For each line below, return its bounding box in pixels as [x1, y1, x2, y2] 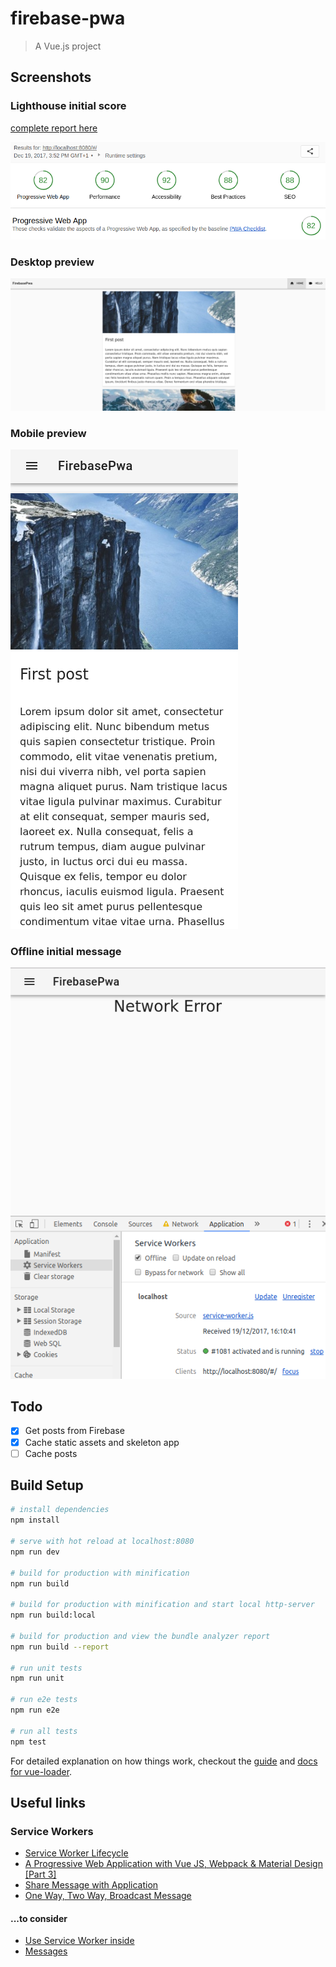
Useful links [10, 1794, 87, 1811]
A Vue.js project [34, 40, 102, 52]
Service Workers [10, 1824, 94, 1838]
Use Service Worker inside [24, 1935, 135, 1947]
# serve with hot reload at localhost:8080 [10, 1537, 195, 1547]
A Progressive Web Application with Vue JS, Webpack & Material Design [24, 1858, 323, 1870]
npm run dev [10, 1547, 60, 1557]
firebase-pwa [10, 7, 126, 30]
